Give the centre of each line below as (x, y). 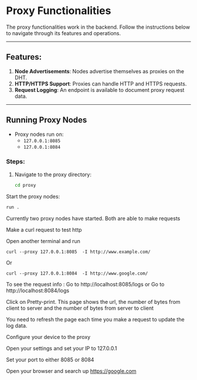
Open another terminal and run (43, 241)
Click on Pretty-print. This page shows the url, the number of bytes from (93, 302)
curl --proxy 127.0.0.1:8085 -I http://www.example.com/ (78, 252)
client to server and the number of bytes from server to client (80, 308)
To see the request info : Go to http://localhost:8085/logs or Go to (85, 284)
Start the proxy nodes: (33, 196)
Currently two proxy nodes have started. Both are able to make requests (93, 218)
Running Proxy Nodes (47, 120)
